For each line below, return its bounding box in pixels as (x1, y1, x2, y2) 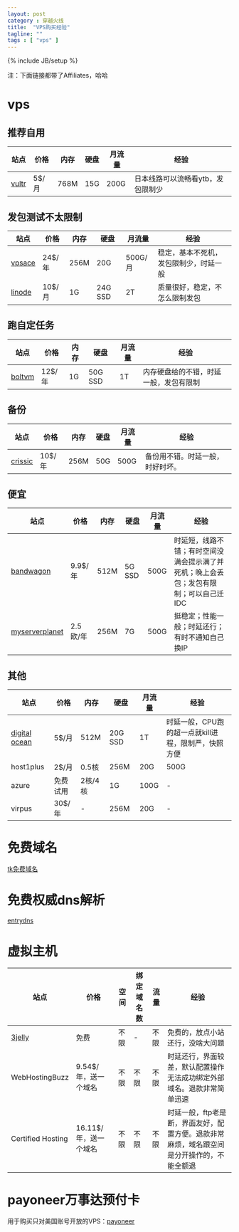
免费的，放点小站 (166, 1028, 225, 1037)
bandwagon (11, 567, 51, 576)
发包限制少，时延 (157, 258, 216, 268)
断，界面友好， (166, 1118, 218, 1128)
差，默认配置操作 (166, 1062, 225, 1072)
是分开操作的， (166, 1150, 218, 1160)
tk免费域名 (7, 865, 38, 873)
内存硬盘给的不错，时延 (142, 367, 222, 377)
